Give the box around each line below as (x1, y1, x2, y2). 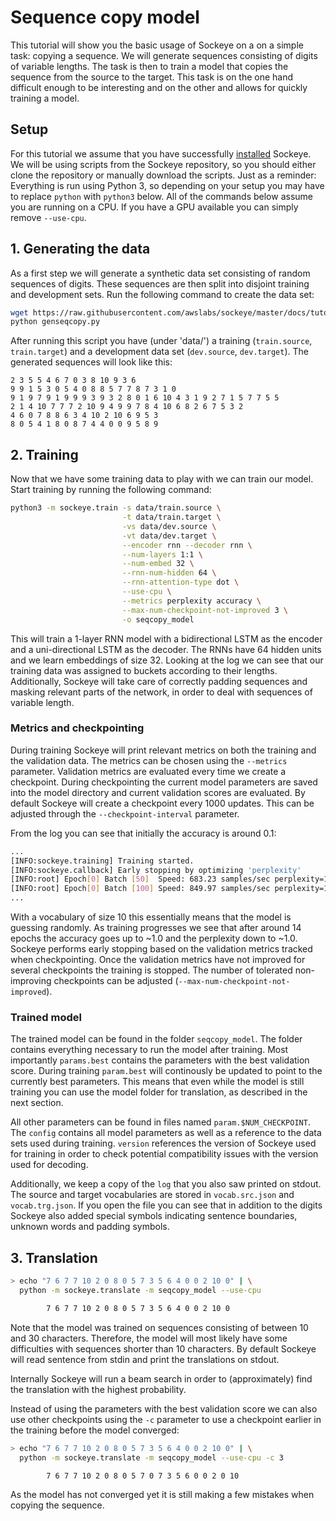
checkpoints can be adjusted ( (53, 975, 179, 987)
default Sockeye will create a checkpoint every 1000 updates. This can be (10, 797, 315, 809)
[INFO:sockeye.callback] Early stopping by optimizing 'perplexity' (10, 865, 302, 875)
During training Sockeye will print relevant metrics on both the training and (10, 744, 317, 756)
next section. (10, 1097, 64, 1109)
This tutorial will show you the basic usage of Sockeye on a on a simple (10, 39, 304, 51)
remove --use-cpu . (10, 211, 87, 223)
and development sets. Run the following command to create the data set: (10, 288, 315, 300)
